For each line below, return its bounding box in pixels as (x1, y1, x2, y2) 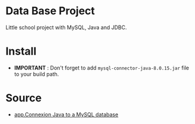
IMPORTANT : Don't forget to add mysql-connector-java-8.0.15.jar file (14, 64, 189, 71)
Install (5, 44, 37, 58)
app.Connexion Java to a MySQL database (14, 111, 119, 118)
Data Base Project (5, 4, 95, 18)
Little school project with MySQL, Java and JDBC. (5, 24, 127, 31)
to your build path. (14, 70, 59, 78)
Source (5, 91, 42, 105)
